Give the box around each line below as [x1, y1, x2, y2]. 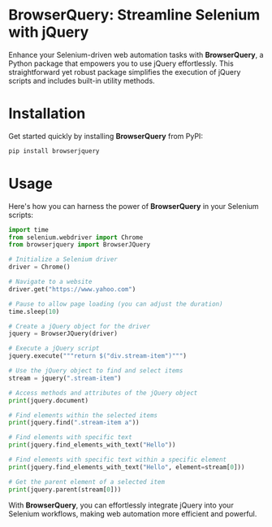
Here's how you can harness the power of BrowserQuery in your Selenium [8, 201, 259, 211]
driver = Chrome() [8, 263, 71, 272]
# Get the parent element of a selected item [8, 477, 165, 486]
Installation [8, 104, 86, 123]
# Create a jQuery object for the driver [8, 322, 151, 330]
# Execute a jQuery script [8, 344, 100, 353]
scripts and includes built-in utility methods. [8, 76, 156, 85]
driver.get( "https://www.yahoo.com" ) [8, 285, 136, 294]
